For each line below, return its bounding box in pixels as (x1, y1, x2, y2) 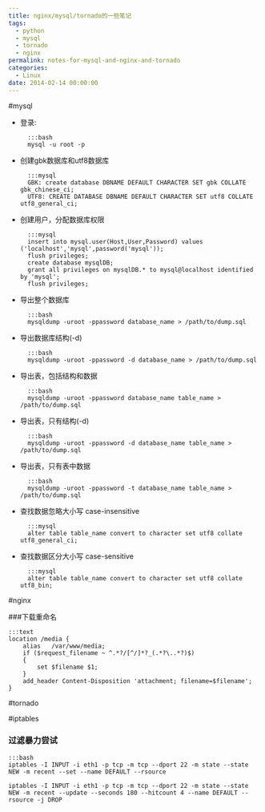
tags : (8, 19, 26, 27)
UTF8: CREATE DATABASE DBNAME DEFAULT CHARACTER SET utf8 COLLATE (27, 192, 254, 200)
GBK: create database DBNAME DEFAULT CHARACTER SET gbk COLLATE (27, 178, 247, 187)
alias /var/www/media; (22, 642, 106, 650)
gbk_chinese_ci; (19, 185, 74, 193)
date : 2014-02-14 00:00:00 (8, 79, 98, 87)
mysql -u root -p (27, 140, 86, 148)
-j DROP (37, 795, 62, 804)
